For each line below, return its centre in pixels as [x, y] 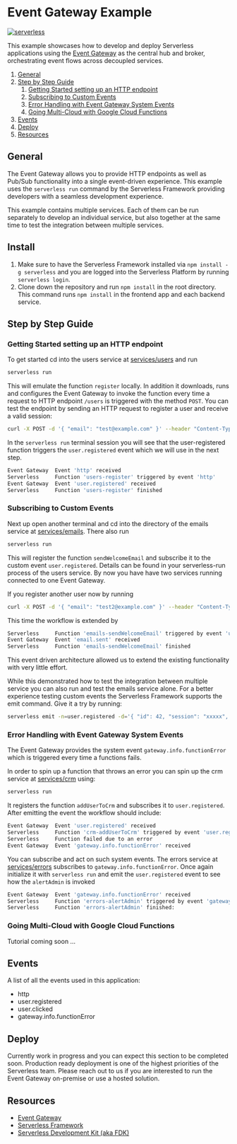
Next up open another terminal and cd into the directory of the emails [108, 523]
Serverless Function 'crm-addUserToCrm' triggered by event [104, 833]
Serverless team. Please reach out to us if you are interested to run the [110, 1071]
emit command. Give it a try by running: [65, 704]
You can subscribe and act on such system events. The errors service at [113, 859]
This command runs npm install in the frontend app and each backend [121, 294]
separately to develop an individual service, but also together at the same [114, 217]
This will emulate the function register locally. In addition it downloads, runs [118, 386]
